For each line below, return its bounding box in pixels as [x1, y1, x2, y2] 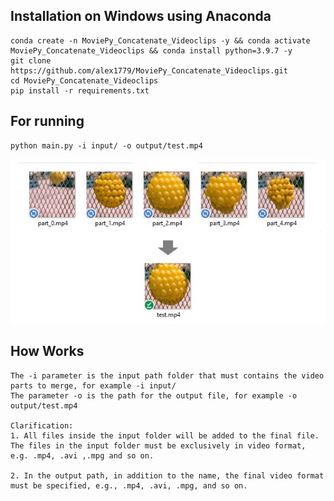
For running [10, 113, 85, 130]
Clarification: [10, 420, 74, 431]
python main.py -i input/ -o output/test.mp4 [10, 140, 203, 151]
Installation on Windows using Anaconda [10, 8, 272, 25]
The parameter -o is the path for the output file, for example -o [10, 390, 298, 401]
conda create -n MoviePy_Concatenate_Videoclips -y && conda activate [10, 35, 311, 46]
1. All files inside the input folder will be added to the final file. [10, 430, 320, 441]
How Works [10, 343, 85, 360]
